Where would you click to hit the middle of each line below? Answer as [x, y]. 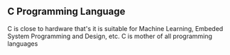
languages [23, 43]
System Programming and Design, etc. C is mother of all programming [110, 36]
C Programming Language [66, 12]
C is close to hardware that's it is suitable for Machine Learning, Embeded [115, 28]
